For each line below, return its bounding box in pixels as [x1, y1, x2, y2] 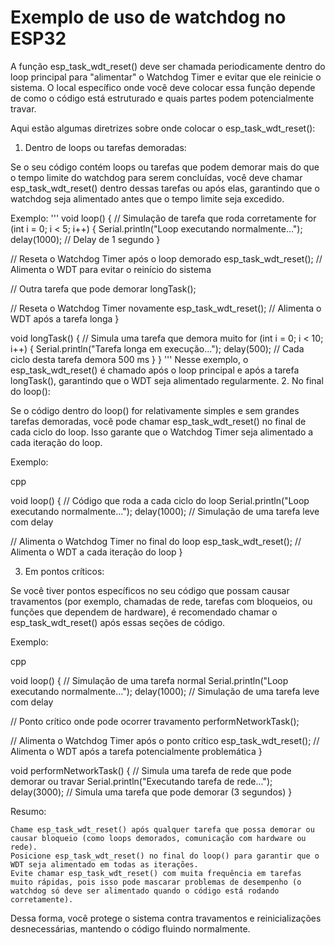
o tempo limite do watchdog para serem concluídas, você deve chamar [10, 171, 303, 183]
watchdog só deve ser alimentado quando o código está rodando [10, 886, 280, 896]
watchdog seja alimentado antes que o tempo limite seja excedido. [10, 192, 285, 205]
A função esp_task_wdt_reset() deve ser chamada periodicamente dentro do [10, 60, 326, 72]
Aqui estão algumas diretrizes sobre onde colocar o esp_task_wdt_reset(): [10, 122, 316, 134]
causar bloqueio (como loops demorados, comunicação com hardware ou [10, 833, 307, 843]
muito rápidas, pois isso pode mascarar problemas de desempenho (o [10, 877, 302, 887]
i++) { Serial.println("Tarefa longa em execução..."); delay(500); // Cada [10, 342, 305, 355]
